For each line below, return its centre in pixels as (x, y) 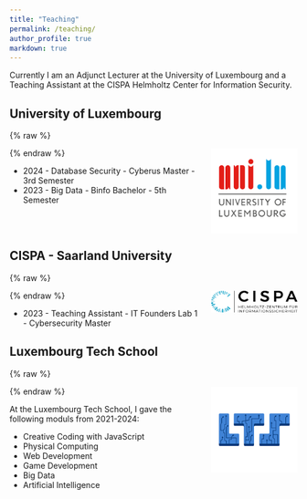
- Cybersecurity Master (67, 323)
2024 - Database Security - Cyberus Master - (109, 171)
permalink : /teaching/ (53, 29)
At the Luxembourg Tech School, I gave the (90, 409)
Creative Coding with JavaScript (84, 436)
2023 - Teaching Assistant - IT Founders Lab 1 (110, 313)
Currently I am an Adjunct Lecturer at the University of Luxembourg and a (148, 75)
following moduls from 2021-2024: (74, 419)
